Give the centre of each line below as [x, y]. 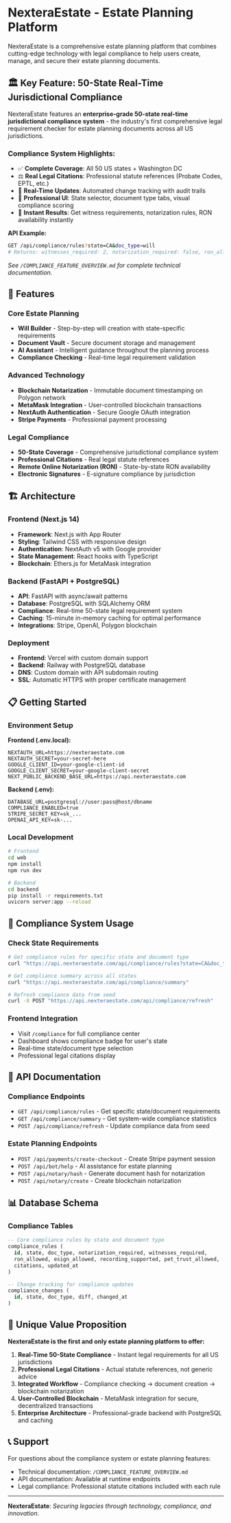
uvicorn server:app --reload [49, 902]
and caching [35, 1420]
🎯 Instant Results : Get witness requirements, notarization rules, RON [115, 213]
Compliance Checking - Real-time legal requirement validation [107, 357]
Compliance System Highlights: [62, 154]
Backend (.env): [31, 789]
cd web [17, 858]
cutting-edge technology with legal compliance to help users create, [104, 53]
